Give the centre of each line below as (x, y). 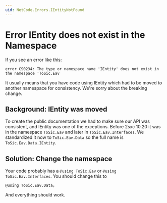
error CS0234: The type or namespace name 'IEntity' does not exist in (82, 69)
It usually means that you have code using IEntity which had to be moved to (84, 83)
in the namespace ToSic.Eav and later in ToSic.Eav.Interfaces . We (75, 132)
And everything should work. (35, 195)
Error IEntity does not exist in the (75, 35)
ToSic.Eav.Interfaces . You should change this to (56, 176)
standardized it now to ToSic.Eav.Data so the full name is (64, 137)
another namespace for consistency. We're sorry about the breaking (76, 88)
